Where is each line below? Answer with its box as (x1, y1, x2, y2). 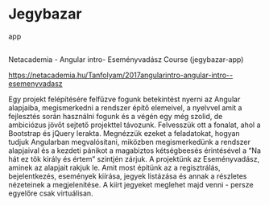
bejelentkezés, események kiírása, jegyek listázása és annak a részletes (8, 171, 247, 181)
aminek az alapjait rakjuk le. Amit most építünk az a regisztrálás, (8, 163, 221, 173)
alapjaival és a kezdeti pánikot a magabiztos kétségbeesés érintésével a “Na (8, 146, 262, 155)
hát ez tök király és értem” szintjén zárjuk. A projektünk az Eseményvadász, (8, 154, 260, 164)
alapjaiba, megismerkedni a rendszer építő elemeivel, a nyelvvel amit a (8, 103, 242, 113)
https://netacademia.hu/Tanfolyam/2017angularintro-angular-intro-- (8, 70, 234, 80)
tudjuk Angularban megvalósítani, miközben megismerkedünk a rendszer (8, 138, 251, 147)
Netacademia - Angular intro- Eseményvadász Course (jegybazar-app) (8, 55, 244, 64)
